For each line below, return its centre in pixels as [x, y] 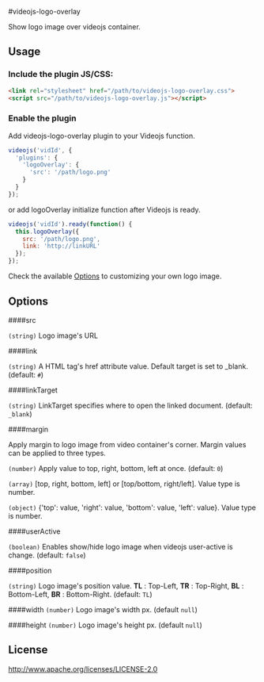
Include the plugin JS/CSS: [61, 75]
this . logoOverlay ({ [47, 232]
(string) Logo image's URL [53, 335]
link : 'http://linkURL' [62, 246]
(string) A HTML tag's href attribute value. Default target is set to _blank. [128, 366]
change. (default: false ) [47, 555]
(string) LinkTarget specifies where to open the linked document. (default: [130, 405]
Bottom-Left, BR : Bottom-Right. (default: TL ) [80, 594]
